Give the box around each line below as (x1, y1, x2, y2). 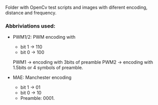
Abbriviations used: (5, 22, 56, 30)
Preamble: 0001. (20, 95, 55, 101)
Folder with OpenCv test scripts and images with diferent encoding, (5, 5, 148, 10)
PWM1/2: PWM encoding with (12, 34, 76, 40)
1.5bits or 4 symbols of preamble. (12, 65, 83, 71)
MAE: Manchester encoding (12, 74, 72, 81)
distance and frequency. (5, 10, 57, 16)
